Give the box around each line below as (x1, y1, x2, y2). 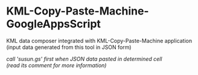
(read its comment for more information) (6, 62, 107, 69)
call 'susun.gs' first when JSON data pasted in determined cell (6, 55, 162, 62)
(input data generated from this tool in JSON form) (6, 44, 132, 51)
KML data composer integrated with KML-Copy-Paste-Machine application (6, 37, 193, 44)
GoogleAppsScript (6, 17, 101, 31)
